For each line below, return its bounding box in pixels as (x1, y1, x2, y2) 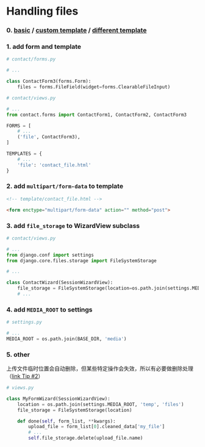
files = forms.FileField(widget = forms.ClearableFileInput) (17, 84, 171, 90)
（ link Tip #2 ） (6, 373, 44, 380)
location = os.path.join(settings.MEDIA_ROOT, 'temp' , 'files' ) (17, 401, 184, 407)
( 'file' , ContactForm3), (17, 134, 81, 140)
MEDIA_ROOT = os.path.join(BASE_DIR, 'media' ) (6, 335, 127, 342)
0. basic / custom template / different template (6, 26, 147, 35)
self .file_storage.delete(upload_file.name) (28, 435, 143, 442)
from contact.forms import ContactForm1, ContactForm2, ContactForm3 (6, 112, 187, 118)
